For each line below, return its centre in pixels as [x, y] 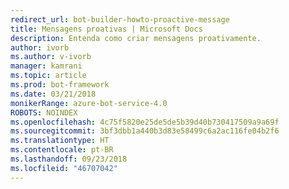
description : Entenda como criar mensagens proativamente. [136, 38]
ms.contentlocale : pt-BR [62, 150]
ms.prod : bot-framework [60, 85]
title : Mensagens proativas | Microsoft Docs [106, 29]
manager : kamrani [46, 66]
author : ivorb [40, 47]
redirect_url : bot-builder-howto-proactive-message [120, 19]
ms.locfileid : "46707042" [64, 168]
